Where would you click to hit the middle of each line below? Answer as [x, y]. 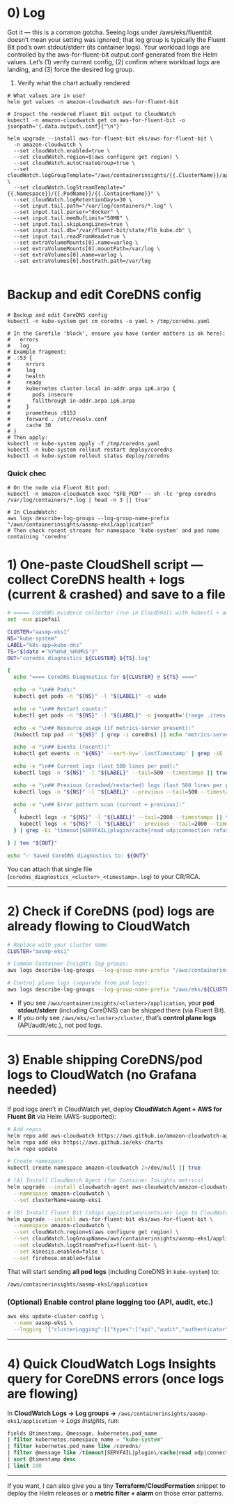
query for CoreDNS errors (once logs [116, 1378]
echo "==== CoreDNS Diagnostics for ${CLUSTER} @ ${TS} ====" [106, 677]
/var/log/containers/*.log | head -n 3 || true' [79, 500]
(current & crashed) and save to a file [116, 594]
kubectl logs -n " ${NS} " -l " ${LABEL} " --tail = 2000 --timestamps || [121, 817]
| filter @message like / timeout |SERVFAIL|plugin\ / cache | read [99, 1453]
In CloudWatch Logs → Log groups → [62, 1413]
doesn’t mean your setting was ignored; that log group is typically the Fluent [117, 39]
